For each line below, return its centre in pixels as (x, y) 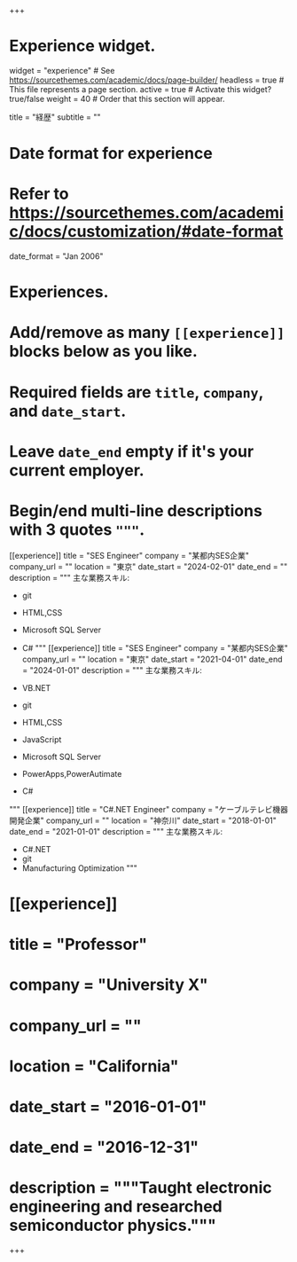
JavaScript (42, 739)
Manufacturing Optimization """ (79, 868)
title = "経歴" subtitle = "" (55, 117)
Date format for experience (111, 154)
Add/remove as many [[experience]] (147, 333)
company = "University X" (109, 985)
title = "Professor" (78, 945)
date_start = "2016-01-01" (108, 1106)
